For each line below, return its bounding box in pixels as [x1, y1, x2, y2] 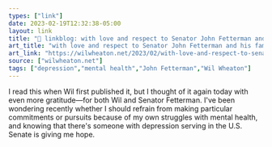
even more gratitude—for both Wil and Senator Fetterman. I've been [8, 94, 236, 105]
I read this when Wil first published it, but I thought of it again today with [8, 86, 249, 96]
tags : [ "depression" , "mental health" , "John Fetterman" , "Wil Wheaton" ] [8, 65, 252, 73]
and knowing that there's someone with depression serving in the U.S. [8, 120, 243, 130]
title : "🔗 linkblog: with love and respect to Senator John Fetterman [8, 34, 252, 43]
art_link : [8, 49, 42, 57]
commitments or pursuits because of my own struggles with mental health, [8, 112, 258, 122]
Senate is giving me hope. [8, 129, 96, 139]
